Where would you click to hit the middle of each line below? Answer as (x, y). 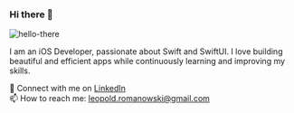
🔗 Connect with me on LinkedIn (68, 89)
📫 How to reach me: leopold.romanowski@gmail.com (110, 99)
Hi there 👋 (32, 14)
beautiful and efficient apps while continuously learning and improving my (147, 61)
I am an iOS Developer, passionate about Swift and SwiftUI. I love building (146, 52)
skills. (20, 71)
